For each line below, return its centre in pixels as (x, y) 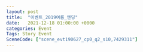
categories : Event (29, 28)
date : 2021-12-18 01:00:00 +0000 (51, 23)
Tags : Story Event (29, 34)
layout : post (22, 12)
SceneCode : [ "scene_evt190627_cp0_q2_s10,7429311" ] (72, 39)
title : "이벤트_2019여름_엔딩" (42, 17)
